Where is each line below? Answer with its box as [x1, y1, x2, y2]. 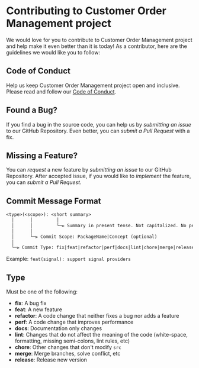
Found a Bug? [6, 105, 58, 115]
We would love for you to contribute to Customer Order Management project [6, 36, 192, 43]
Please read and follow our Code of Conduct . [6, 88, 117, 95]
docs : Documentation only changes [14, 325, 102, 332]
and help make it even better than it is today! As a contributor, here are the [6, 43, 188, 50]
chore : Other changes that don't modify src [14, 344, 121, 351]
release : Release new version [14, 356, 88, 363]
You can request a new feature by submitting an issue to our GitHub [6, 166, 172, 173]
